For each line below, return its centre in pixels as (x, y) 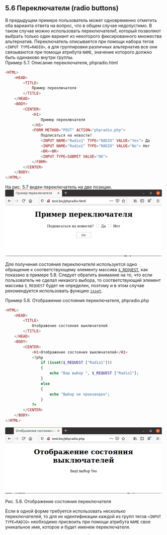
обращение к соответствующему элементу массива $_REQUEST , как (77, 269)
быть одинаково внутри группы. (39, 57)
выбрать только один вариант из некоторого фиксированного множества (83, 36)
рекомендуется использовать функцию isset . (54, 291)
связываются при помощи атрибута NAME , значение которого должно (79, 52)
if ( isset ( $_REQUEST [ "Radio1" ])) (76, 363)
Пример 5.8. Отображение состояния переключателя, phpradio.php (77, 300)
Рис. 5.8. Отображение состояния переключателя (58, 502)
